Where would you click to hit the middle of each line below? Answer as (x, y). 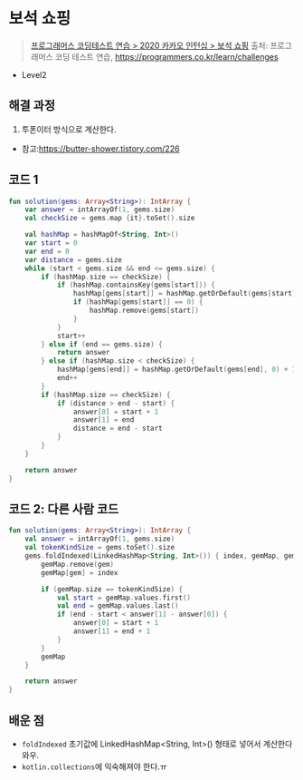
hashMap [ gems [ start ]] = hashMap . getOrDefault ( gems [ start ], (186, 294)
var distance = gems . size (74, 259)
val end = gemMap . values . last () (118, 606)
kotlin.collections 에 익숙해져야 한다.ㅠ (95, 766)
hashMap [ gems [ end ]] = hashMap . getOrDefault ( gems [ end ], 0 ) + (172, 370)
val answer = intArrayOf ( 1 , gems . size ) (100, 539)
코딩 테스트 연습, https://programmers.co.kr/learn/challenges (166, 56)
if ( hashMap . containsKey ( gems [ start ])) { (136, 285)
